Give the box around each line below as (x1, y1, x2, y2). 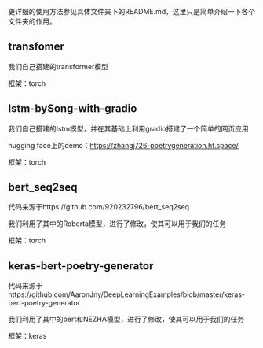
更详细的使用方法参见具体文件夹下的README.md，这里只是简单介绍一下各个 (8, 7, 256, 16)
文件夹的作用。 (8, 17, 57, 26)
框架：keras (8, 331, 47, 341)
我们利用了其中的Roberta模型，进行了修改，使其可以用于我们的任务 (8, 219, 226, 228)
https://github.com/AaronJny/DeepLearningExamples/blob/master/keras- (8, 290, 246, 299)
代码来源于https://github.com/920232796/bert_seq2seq (8, 202, 190, 212)
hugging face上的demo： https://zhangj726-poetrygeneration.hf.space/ (8, 140, 239, 150)
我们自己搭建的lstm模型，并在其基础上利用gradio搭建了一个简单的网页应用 (8, 124, 249, 133)
